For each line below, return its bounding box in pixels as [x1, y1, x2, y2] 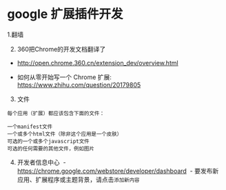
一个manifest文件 [7, 123, 53, 130]
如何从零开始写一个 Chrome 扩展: [17, 73, 112, 81]
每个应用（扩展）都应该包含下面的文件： [7, 109, 105, 117]
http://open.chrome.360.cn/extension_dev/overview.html [17, 59, 178, 67]
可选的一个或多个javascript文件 [7, 138, 90, 145]
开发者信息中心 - [17, 158, 67, 166]
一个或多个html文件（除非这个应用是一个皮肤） [7, 130, 123, 138]
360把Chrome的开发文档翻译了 [17, 45, 106, 53]
